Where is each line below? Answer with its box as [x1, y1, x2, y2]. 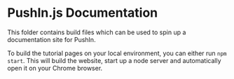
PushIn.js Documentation [7, 5, 158, 21]
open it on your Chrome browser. [7, 64, 103, 72]
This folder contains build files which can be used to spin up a [7, 28, 186, 36]
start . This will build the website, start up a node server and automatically [7, 56, 222, 64]
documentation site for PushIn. [7, 35, 96, 43]
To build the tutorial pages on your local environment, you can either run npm [7, 49, 227, 57]
